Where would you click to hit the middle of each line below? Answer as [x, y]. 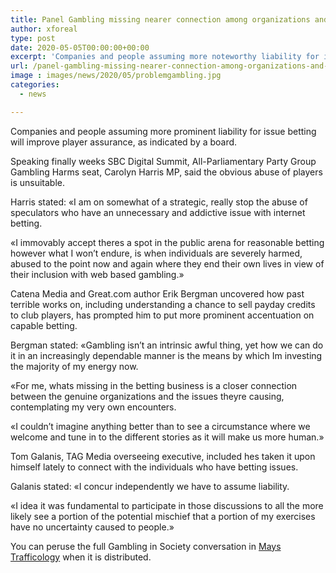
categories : [35, 85]
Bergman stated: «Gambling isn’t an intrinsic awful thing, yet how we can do [167, 345]
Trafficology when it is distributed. [81, 557]
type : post [33, 38]
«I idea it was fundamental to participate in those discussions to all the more [167, 505]
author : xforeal [44, 29]
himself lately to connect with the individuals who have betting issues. [154, 467]
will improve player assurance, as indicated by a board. [124, 142]
